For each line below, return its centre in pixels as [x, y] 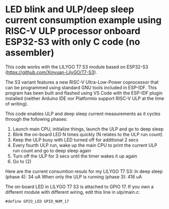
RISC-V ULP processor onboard [73, 31]
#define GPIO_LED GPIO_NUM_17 [37, 201]
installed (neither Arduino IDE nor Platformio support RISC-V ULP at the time [85, 98]
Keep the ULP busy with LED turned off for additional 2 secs [75, 140]
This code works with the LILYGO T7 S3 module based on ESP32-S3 [77, 67]
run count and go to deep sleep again [52, 150]
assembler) [30, 53]
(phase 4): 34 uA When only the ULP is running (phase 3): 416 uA [74, 176]
